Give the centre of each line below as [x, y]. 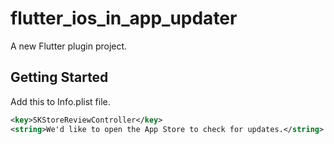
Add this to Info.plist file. [60, 101]
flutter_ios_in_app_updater [124, 18]
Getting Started [59, 77]
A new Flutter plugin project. [69, 46]
